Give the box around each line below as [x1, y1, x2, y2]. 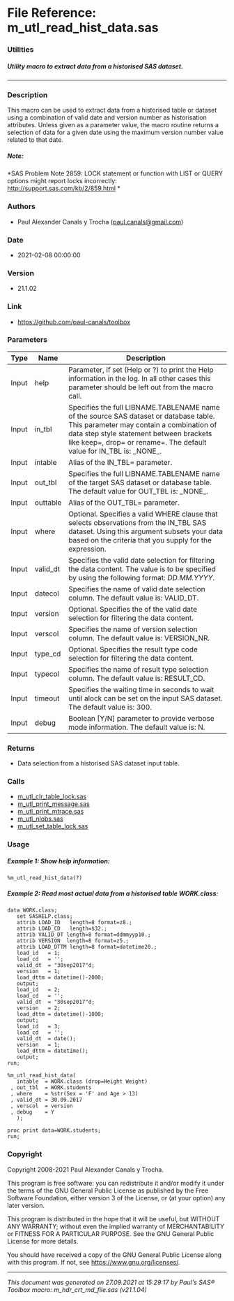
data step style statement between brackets [68, 429, 212, 438]
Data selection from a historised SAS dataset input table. [17, 759, 180, 768]
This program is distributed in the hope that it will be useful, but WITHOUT [7, 1214, 220, 1223]
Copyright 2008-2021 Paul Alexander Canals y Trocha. [7, 1165, 164, 1174]
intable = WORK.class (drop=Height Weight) [16, 1078, 148, 1085]
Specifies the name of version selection [68, 624, 198, 634]
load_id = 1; [16, 949, 61, 957]
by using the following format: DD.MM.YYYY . [68, 573, 215, 582]
